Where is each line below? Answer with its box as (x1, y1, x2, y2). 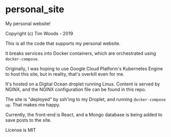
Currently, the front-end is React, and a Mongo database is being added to (5, 111, 163, 118)
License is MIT (5, 127, 36, 133)
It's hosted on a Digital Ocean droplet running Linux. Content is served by (5, 81, 160, 87)
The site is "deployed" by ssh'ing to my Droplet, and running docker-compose (5, 96, 166, 102)
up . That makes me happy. (5, 101, 60, 108)
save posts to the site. (5, 117, 52, 123)
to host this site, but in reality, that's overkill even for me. (5, 71, 124, 77)
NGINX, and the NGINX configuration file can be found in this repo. (5, 86, 146, 93)
